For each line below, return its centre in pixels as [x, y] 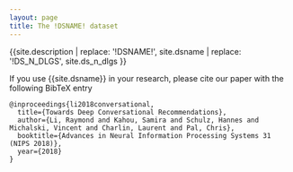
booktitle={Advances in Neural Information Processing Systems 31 [144, 135]
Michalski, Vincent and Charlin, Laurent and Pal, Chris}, [122, 128]
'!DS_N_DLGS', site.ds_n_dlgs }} [68, 61]
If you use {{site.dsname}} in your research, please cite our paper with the [147, 78]
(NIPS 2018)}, [36, 143]
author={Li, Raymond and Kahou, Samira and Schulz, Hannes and [138, 120]
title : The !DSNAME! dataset [64, 26]
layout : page [34, 17]
